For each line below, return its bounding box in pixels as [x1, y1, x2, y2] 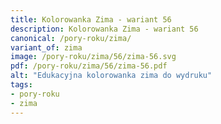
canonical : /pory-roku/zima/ [10, 33, 132, 43]
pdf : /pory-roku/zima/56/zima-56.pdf [10, 61, 168, 71]
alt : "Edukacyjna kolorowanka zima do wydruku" [10, 71, 213, 81]
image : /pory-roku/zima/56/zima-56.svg [10, 52, 177, 62]
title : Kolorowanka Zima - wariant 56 [10, 14, 172, 25]
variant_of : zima [10, 42, 83, 53]
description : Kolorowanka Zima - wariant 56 [10, 24, 199, 34]
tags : [10, 80, 33, 90]
